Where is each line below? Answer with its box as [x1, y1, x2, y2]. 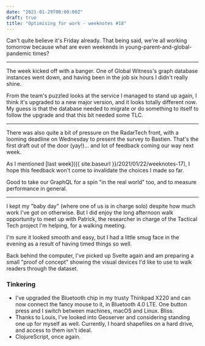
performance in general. [6, 185, 67, 192]
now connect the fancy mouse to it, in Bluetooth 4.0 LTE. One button [15, 300, 187, 308]
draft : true [6, 15, 37, 21]
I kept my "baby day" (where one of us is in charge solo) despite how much [6, 202, 196, 210]
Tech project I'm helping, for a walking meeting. [6, 222, 126, 229]
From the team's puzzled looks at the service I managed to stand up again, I [6, 92, 197, 99]
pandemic [6, 50, 32, 57]
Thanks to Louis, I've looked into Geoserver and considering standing [15, 313, 190, 320]
